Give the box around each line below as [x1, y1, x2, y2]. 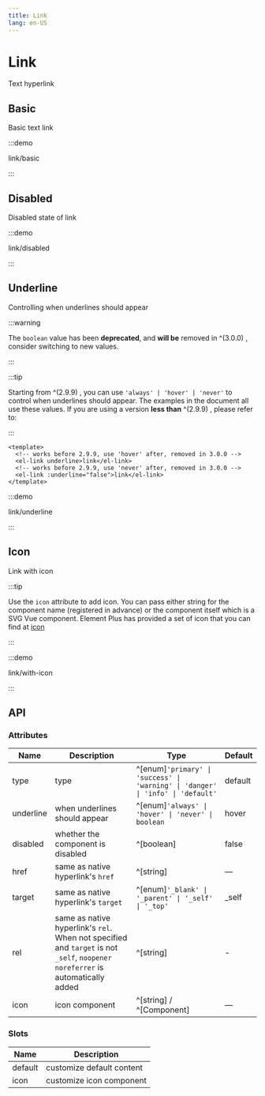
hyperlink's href [54, 871, 114, 882]
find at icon [8, 622, 45, 631]
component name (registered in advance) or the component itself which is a [8, 605, 255, 615]
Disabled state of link [8, 213, 77, 222]
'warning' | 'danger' [136, 782, 218, 790]
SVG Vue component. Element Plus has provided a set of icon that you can [8, 613, 251, 623]
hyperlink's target [54, 897, 123, 908]
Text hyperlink [8, 79, 55, 89]
